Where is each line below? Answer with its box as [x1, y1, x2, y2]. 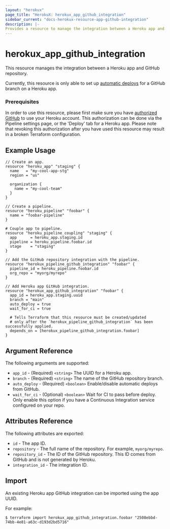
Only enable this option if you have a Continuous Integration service [12, 396, 155, 403]
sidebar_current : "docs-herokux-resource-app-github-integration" [5, 17, 149, 22]
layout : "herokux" [5, 7, 44, 13]
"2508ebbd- [134, 515, 158, 520]
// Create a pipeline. [5, 204, 53, 209]
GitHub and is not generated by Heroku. [12, 456, 96, 462]
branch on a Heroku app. [5, 86, 57, 92]
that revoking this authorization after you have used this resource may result [5, 126, 165, 132]
